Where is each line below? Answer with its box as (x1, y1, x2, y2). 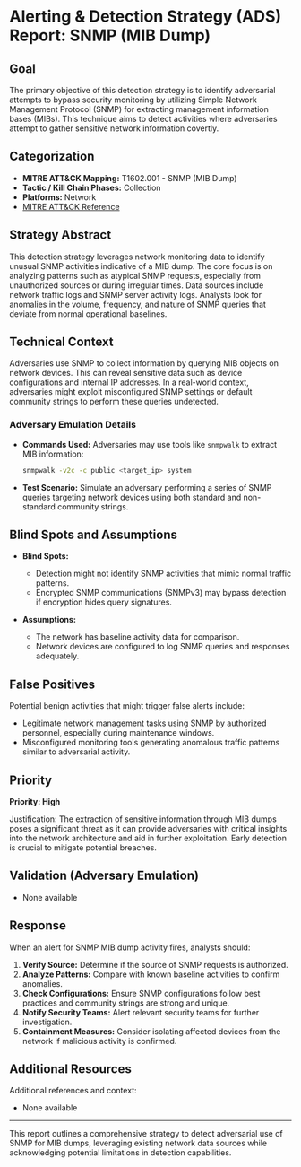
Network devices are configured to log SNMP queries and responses (35, 641, 290, 652)
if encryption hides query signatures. (35, 597, 173, 607)
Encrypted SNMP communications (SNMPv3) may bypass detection (35, 588, 287, 598)
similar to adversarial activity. (21, 746, 131, 757)
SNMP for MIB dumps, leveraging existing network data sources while (9, 1137, 268, 1149)
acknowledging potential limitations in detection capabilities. (9, 1147, 232, 1158)
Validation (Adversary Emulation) (9, 868, 200, 884)
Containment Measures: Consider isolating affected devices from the (21, 1025, 281, 1037)
